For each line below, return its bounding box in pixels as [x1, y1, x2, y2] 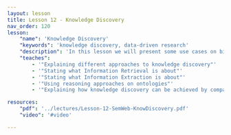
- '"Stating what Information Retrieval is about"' [32, 67, 184, 74]
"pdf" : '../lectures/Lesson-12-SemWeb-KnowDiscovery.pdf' [19, 106, 189, 112]
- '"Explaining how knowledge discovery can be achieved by [32, 86, 208, 93]
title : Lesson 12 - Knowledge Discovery [7, 16, 125, 23]
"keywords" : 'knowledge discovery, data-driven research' [19, 42, 189, 49]
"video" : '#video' [19, 112, 72, 119]
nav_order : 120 [7, 23, 51, 29]
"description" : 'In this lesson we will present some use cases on [19, 49, 217, 56]
